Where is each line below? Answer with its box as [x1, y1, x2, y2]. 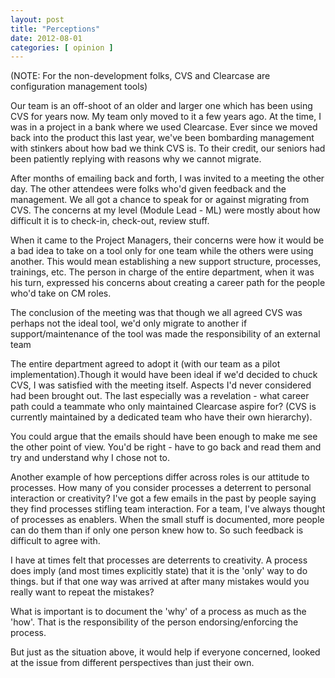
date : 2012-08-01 [10, 33, 83, 43]
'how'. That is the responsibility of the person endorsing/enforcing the [10, 616, 299, 628]
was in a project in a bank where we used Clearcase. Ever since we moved [10, 121, 318, 133]
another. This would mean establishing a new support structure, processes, [10, 256, 322, 268]
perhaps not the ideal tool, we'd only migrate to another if [10, 317, 248, 330]
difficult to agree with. [10, 535, 101, 547]
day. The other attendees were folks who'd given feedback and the [10, 183, 287, 195]
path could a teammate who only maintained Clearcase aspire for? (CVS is [10, 401, 317, 413]
